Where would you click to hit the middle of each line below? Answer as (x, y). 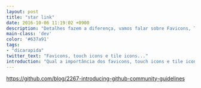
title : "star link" (31, 17)
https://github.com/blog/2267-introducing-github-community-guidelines (96, 78)
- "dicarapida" (25, 51)
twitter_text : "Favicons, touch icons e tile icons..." (77, 56)
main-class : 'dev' (29, 34)
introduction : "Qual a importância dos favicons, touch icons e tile (95, 61)
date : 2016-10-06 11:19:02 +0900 (48, 23)
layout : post (22, 12)
